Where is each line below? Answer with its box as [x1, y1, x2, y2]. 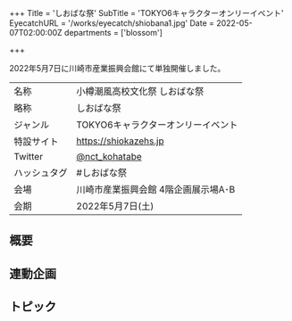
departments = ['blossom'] [63, 28, 163, 37]
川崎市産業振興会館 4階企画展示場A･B [76, 184, 236, 195]
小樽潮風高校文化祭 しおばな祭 [76, 86, 204, 97]
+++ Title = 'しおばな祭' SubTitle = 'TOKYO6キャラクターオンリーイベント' [9, 8, 284, 18]
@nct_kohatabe [76, 151, 143, 162]
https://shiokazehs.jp [76, 135, 164, 147]
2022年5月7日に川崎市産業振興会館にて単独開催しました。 [9, 63, 226, 73]
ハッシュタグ [13, 167, 69, 178]
